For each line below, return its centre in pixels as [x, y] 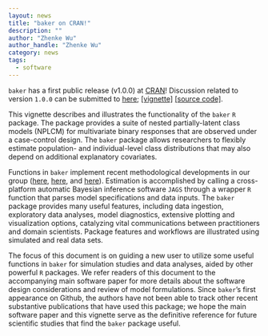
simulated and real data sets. [56, 239]
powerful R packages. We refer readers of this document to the [112, 272]
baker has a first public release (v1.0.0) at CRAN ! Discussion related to [123, 90]
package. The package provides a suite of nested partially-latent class [124, 123]
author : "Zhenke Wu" [43, 38]
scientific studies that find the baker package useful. [95, 323]
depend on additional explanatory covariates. [83, 156]
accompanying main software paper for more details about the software [127, 281]
